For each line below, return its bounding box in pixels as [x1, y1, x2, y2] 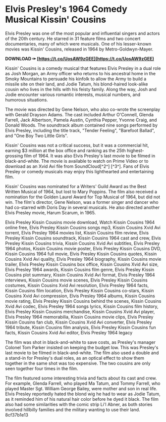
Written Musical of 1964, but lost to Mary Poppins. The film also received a [5, 188, 158, 194]
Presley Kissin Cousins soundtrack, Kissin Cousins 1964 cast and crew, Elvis [5, 235, 161, 241]
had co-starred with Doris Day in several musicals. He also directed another [5, 204, 160, 210]
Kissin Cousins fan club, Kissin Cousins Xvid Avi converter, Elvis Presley [5, 319, 152, 325]
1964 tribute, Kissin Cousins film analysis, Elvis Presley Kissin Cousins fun [5, 324, 156, 330]
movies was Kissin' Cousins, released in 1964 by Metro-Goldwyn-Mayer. [5, 46, 154, 52]
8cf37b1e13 [5, 412, 29, 418]
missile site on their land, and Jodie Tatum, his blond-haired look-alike [5, 81, 148, 87]
